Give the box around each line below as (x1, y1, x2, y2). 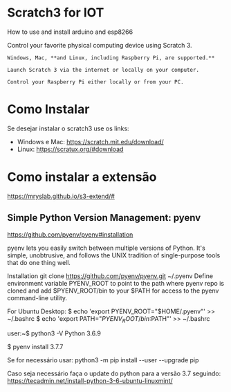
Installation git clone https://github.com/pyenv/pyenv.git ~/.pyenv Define (7, 271, 213, 280)
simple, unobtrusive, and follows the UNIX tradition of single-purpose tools (7, 251, 221, 259)
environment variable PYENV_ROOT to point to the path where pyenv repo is (7, 279, 225, 287)
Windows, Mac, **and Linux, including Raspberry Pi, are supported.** (7, 54, 215, 61)
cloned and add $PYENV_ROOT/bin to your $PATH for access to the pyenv (7, 286, 219, 295)
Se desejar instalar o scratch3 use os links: (7, 124, 129, 133)
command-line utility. (7, 293, 68, 302)
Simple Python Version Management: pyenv (7, 212, 201, 224)
